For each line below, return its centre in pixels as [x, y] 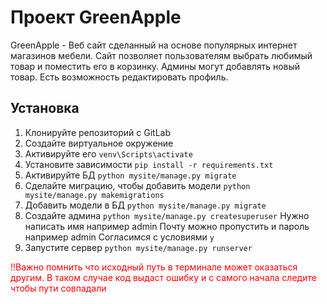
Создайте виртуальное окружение [99, 143]
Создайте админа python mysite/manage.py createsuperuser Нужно [167, 215]
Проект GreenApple [96, 17]
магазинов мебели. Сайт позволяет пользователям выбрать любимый [161, 55]
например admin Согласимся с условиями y [119, 237]
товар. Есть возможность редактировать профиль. [119, 77]
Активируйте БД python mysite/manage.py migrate [130, 175]
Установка [45, 108]
